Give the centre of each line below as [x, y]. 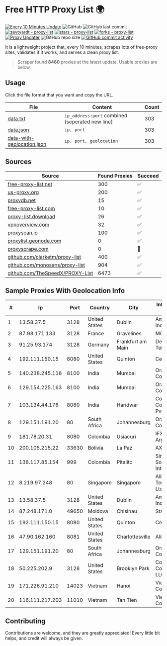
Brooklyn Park [133, 568]
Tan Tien [127, 600]
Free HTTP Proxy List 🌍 [55, 10]
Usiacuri [126, 437]
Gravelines [129, 334]
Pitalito [125, 462]
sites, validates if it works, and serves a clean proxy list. [62, 52]
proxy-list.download [32, 216]
